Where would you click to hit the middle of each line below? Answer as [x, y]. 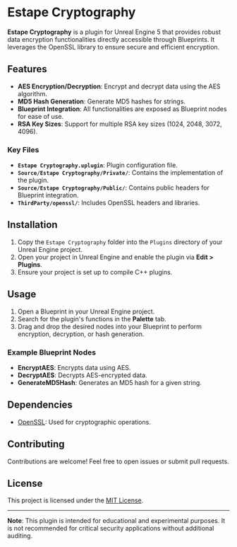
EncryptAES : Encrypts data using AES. [74, 367]
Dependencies [40, 405]
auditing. [20, 536]
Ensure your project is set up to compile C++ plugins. [95, 272]
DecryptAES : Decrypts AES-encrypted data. [82, 375]
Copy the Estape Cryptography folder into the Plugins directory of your [120, 242]
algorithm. [32, 93]
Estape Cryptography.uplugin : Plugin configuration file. [97, 165]
